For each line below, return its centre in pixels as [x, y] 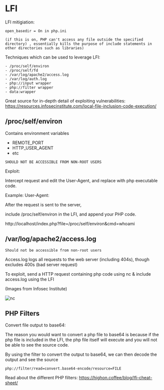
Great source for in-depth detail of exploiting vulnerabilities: [65, 101]
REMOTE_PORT [28, 143]
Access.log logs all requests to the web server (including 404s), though [77, 259]
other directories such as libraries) [45, 48]
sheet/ [12, 383]
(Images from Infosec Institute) [36, 288]
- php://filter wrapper [29, 87]
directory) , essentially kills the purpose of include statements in [79, 44]
